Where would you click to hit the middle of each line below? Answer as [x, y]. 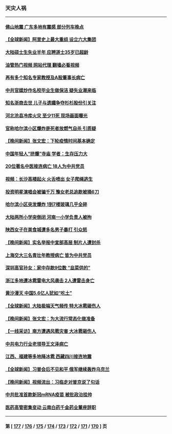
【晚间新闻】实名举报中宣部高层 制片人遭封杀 [53, 242]
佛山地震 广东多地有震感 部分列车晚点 [45, 27]
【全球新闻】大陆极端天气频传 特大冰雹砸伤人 [53, 305]
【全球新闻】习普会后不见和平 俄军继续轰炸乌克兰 [58, 369]
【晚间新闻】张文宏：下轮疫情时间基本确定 [50, 141]
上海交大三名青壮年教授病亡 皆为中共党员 [49, 255]
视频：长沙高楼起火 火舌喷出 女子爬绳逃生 [49, 179]
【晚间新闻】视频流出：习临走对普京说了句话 [52, 382]
